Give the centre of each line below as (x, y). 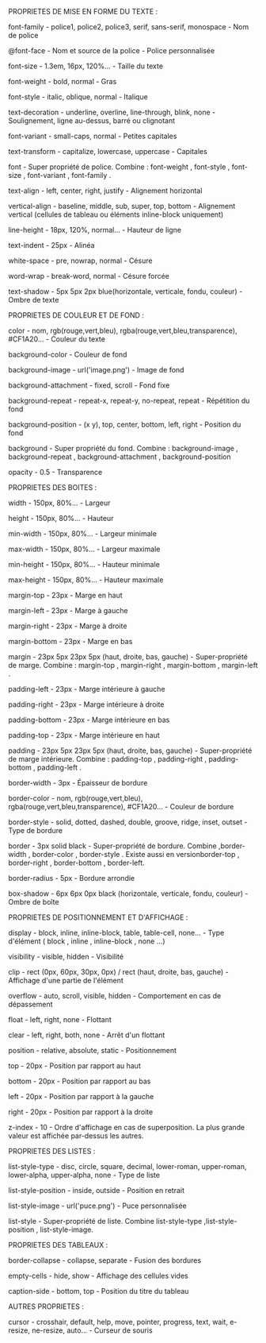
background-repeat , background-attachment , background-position (120, 457)
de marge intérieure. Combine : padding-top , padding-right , (108, 759)
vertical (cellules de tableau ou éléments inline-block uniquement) (116, 214)
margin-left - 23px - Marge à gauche (68, 610)
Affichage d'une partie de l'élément (66, 980)
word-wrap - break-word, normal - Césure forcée (89, 276)
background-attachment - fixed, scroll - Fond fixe (89, 385)
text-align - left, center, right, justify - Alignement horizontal (105, 191)
